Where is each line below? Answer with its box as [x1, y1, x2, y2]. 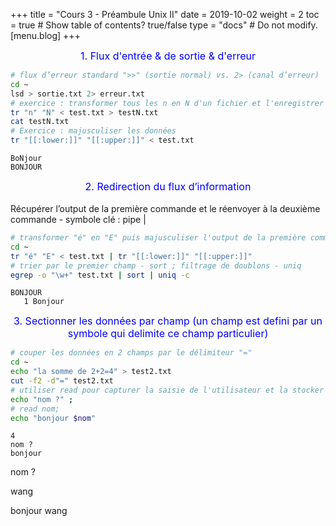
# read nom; [10, 404, 60, 414]
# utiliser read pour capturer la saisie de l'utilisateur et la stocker [10, 385, 325, 395]
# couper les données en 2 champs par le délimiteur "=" [10, 348, 253, 358]
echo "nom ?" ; [10, 394, 74, 404]
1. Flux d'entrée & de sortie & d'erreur [80, 49, 256, 63]
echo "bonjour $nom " [10, 413, 97, 423]
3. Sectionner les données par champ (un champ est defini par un [13, 314, 323, 328]
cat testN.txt [10, 117, 70, 127]
